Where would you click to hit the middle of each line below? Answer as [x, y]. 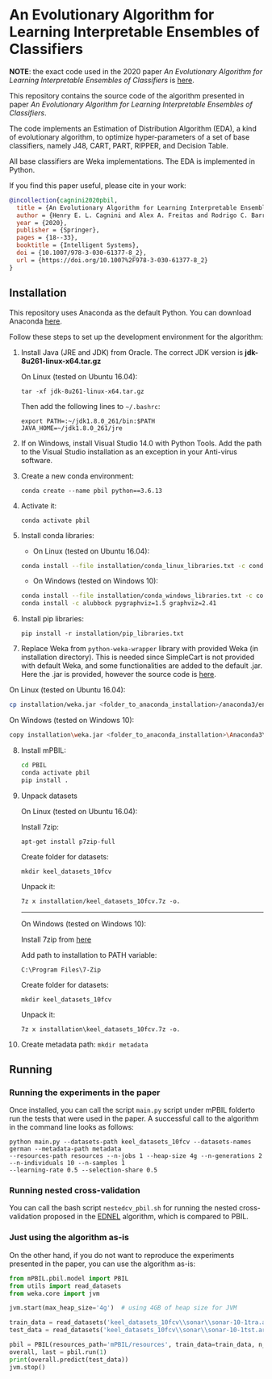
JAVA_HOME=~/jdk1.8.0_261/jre [72, 428]
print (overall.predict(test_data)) [69, 1360]
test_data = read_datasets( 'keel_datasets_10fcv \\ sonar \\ [109, 1330]
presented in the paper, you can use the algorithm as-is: [103, 1264]
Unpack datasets [49, 796]
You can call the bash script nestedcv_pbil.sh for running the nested [123, 1208]
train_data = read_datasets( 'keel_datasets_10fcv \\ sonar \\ [111, 1323]
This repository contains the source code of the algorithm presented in [127, 95]
